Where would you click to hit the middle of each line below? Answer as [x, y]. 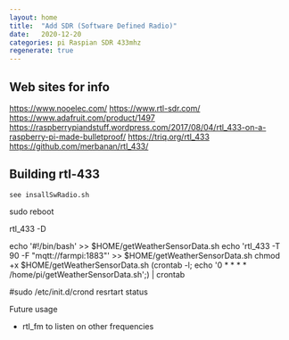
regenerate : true [41, 51]
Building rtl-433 [55, 174]
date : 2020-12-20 [45, 34]
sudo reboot [32, 211]
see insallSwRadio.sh [50, 195]
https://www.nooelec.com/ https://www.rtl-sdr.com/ [105, 108]
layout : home [33, 17]
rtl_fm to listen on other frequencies [88, 326]
